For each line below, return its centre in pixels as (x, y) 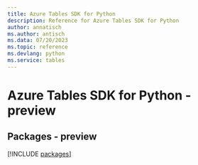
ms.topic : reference (38, 47)
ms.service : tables (36, 60)
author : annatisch (34, 27)
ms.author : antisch (36, 34)
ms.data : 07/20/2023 (38, 41)
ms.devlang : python (36, 54)
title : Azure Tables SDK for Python (61, 14)
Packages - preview (52, 137)
